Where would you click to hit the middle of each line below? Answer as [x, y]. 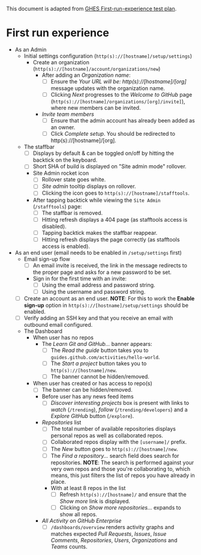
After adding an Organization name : [86, 75]
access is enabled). [66, 246]
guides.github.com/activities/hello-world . [105, 357]
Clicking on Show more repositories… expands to [120, 508]
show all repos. [79, 514]
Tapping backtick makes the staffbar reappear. [100, 232]
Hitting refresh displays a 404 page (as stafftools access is [115, 219]
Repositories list [61, 422]
